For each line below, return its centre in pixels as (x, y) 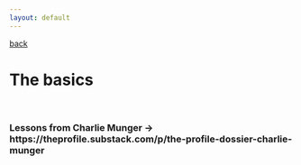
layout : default (40, 18)
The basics (52, 80)
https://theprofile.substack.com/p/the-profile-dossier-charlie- (151, 139)
